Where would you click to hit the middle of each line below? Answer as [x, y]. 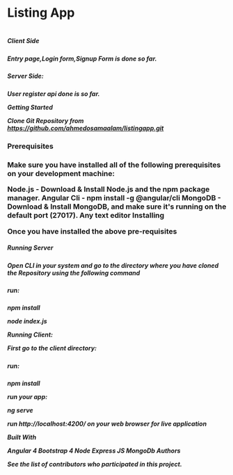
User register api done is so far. [54, 94]
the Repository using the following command [74, 273]
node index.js [27, 321]
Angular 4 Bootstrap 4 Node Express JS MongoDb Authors [94, 451]
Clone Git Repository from [46, 120]
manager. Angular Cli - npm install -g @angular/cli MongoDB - [114, 198]
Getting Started [30, 107]
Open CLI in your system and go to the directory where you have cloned [113, 265]
